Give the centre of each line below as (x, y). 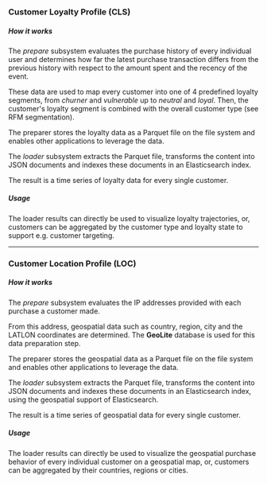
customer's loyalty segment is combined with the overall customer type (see (133, 108)
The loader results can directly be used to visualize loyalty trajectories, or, (129, 218)
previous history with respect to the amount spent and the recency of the (128, 68)
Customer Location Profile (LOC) (72, 263)
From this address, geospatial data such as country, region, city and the (126, 326)
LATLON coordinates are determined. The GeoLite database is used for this (132, 335)
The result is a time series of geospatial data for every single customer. (124, 415)
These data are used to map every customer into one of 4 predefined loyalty (133, 92)
